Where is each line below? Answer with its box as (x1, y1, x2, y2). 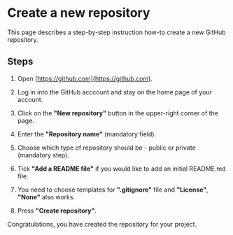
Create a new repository (7, 5, 150, 21)
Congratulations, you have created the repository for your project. (7, 220, 197, 228)
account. (17, 95, 43, 104)
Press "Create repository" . (17, 206, 97, 215)
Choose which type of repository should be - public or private (17, 143, 196, 152)
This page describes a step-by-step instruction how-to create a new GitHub (7, 28, 226, 36)
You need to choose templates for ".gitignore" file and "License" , (17, 185, 209, 194)
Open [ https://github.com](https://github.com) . (17, 74, 153, 83)
